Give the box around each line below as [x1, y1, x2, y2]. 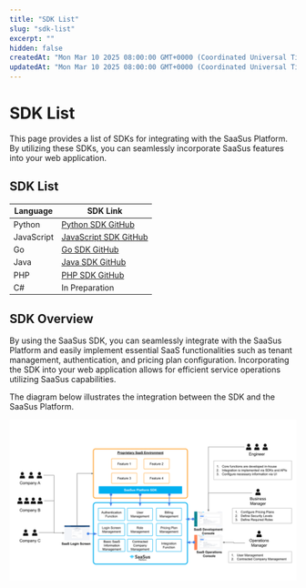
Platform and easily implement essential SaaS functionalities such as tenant [9, 345, 293, 356]
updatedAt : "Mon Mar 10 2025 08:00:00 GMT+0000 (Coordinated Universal [9, 63, 287, 72]
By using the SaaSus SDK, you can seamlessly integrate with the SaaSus [9, 335, 282, 346]
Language [14, 206, 53, 217]
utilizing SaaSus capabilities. [9, 374, 117, 385]
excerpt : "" [9, 34, 55, 43]
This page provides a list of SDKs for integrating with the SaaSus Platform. [9, 133, 289, 144]
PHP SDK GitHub [61, 269, 125, 280]
